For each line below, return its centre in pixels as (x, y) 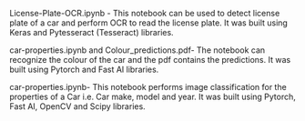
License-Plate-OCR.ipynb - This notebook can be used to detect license (145, 13)
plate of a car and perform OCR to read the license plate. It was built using (149, 23)
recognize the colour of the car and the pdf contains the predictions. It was (150, 60)
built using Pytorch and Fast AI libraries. (84, 69)
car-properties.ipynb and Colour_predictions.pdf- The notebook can (137, 50)
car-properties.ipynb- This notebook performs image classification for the (148, 87)
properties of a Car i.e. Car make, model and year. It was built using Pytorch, (152, 96)
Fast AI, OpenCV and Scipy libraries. (77, 106)
